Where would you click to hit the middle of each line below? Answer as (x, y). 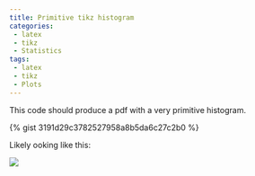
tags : (19, 59)
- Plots (27, 84)
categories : (31, 26)
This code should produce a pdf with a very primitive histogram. (128, 110)
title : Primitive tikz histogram (72, 18)
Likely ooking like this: (50, 145)
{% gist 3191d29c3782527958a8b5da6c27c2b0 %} (104, 128)
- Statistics (38, 51)
